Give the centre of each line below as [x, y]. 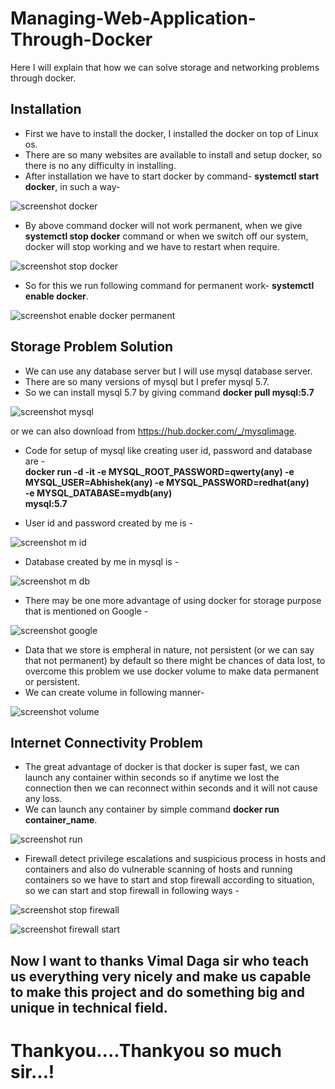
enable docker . [56, 296]
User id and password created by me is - [108, 523]
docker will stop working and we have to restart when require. [152, 246]
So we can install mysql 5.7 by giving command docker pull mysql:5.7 [169, 392]
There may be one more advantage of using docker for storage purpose [173, 600]
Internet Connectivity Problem [106, 742]
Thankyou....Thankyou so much [146, 1050]
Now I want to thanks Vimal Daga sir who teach [160, 960]
